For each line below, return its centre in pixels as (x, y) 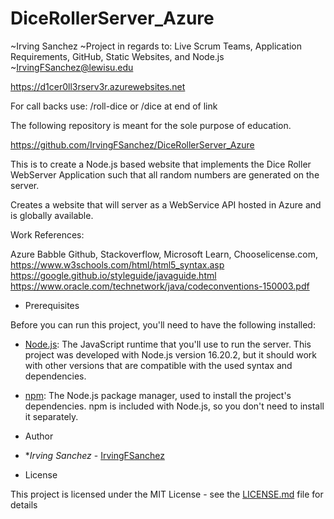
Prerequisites (52, 305)
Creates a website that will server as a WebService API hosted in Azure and (166, 204)
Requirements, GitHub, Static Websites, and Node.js (117, 56)
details (24, 504)
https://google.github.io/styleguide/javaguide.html (113, 275)
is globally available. (52, 215)
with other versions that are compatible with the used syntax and (158, 365)
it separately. (51, 416)
